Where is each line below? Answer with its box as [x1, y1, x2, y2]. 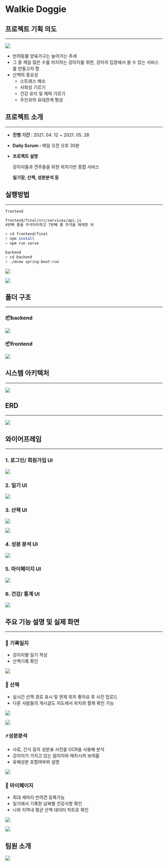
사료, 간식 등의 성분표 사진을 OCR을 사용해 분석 [12, 746, 105, 752]
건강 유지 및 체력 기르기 [19, 91, 66, 96]
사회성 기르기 [19, 84, 46, 90]
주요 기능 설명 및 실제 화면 [5, 618, 80, 626]
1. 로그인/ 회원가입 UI [5, 457, 53, 464]
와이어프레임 [5, 435, 41, 443]
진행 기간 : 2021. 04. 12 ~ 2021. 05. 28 [12, 132, 89, 138]
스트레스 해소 [19, 78, 46, 84]
